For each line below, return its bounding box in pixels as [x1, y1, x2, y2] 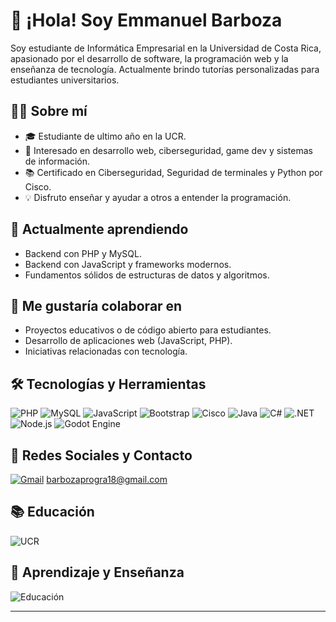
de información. [24, 155, 90, 167]
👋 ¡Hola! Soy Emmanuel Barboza [10, 9, 283, 32]
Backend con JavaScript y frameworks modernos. [24, 258, 232, 270]
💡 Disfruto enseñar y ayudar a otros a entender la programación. [24, 191, 292, 203]
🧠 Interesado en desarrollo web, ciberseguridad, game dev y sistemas [24, 144, 313, 156]
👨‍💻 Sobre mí [10, 103, 88, 120]
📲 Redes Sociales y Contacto [10, 447, 193, 464]
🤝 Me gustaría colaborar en [10, 297, 183, 314]
